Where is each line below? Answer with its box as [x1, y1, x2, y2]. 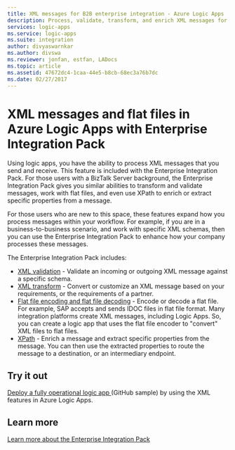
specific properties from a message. [7, 196, 112, 205]
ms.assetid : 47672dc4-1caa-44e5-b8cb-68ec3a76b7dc [7, 69, 159, 76]
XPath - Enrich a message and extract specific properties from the [17, 335, 210, 343]
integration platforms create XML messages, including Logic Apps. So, [17, 312, 222, 321]
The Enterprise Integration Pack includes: [7, 254, 127, 262]
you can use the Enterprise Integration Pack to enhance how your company [7, 233, 226, 241]
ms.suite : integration [7, 37, 74, 44]
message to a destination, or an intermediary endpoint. [17, 349, 177, 358]
